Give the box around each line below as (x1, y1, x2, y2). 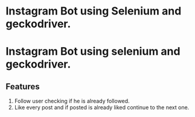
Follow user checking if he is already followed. (14, 98, 130, 105)
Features (5, 81, 40, 92)
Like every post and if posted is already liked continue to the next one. (14, 104, 190, 111)
